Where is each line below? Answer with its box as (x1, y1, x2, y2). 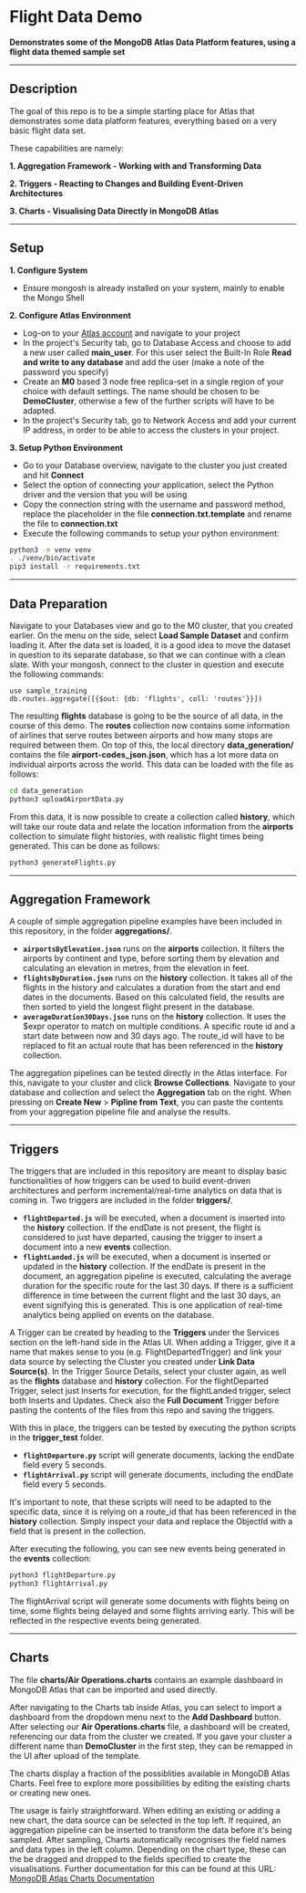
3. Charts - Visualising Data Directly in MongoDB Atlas (9, 205, 219, 216)
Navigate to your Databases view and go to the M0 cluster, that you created (9, 621, 293, 631)
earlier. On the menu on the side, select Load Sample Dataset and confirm (9, 630, 290, 641)
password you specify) (22, 366, 109, 377)
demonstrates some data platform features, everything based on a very (9, 115, 278, 126)
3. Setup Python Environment (9, 442, 123, 453)
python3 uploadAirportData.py (9, 794, 125, 804)
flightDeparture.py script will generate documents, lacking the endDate (22, 1449, 294, 1461)
